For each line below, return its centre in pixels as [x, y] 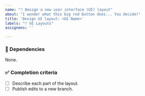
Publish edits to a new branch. [42, 89]
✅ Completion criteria [31, 72]
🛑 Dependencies [25, 49]
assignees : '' [20, 28]
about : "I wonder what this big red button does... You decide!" [73, 14]
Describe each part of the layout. [45, 83]
